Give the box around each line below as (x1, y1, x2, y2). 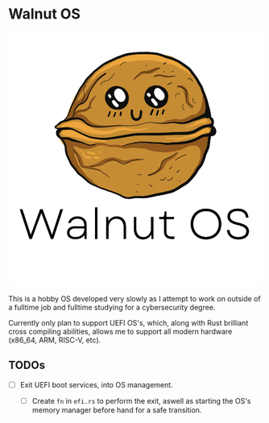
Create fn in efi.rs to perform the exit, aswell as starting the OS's (31, 396, 251, 405)
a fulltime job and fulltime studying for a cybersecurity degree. (8, 302, 216, 312)
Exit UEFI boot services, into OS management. (19, 379, 173, 389)
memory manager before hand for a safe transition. (31, 404, 202, 415)
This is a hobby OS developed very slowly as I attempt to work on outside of (8, 293, 261, 303)
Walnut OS (8, 5, 81, 23)
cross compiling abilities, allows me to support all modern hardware (8, 326, 233, 336)
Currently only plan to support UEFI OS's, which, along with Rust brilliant (8, 317, 249, 327)
